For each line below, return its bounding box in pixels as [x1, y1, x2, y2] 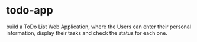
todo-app [6, 4, 53, 17]
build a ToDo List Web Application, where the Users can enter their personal [6, 23, 191, 30]
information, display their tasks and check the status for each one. [6, 29, 167, 36]
